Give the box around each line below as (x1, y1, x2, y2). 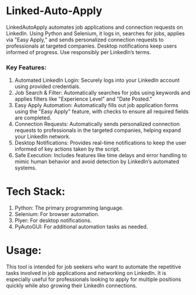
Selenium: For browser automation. (14, 211, 100, 218)
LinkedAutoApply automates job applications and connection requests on (6, 24, 183, 31)
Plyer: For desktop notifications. (14, 217, 92, 224)
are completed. (14, 114, 52, 121)
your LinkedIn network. (14, 133, 70, 140)
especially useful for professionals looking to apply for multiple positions (6, 276, 181, 283)
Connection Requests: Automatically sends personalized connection (14, 121, 180, 128)
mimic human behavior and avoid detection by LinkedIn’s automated (14, 158, 180, 165)
